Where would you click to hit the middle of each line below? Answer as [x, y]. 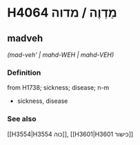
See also [22, 119]
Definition [24, 72]
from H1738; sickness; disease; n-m [58, 88]
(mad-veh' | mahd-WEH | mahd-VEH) [61, 55]
